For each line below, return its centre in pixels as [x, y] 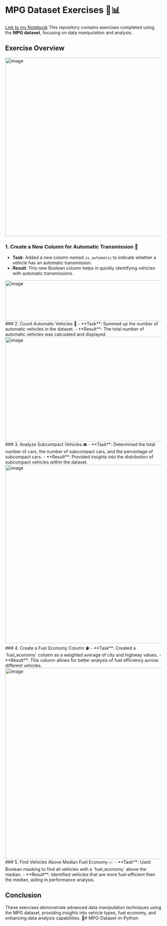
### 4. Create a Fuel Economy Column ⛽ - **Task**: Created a [70, 648]
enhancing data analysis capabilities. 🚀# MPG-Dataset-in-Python [72, 918]
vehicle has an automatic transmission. [52, 263]
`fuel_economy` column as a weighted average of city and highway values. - [83, 655]
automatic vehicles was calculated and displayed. [56, 334]
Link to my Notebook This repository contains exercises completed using [80, 27]
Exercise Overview [35, 48]
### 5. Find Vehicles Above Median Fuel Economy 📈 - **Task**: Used [78, 862]
